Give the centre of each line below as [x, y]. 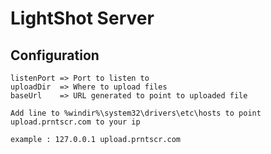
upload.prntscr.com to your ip [75, 122]
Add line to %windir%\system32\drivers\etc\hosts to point [136, 113]
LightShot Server [82, 18]
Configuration [55, 55]
